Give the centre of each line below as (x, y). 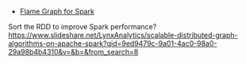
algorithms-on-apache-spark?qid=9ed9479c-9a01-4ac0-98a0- (113, 43)
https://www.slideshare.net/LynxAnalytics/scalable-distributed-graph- (123, 35)
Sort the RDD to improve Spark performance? (83, 26)
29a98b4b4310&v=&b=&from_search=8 (73, 52)
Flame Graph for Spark (57, 11)
